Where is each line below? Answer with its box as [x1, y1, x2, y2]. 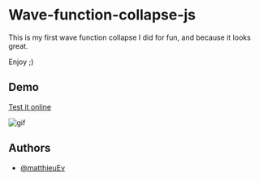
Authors [8, 141, 51, 155]
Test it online [8, 101, 51, 111]
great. [8, 41, 28, 50]
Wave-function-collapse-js [8, 6, 196, 24]
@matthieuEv [19, 162, 65, 172]
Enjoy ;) [8, 57, 34, 67]
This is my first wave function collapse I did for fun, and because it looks [8, 32, 252, 42]
